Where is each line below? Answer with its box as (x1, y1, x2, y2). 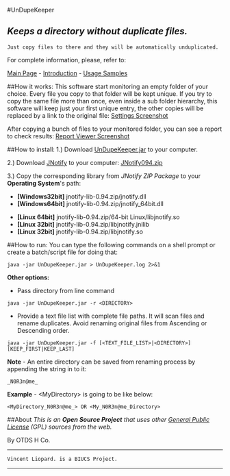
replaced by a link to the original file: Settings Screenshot (7, 111, 168, 119)
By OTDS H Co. (7, 436, 51, 444)
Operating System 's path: (7, 179, 81, 187)
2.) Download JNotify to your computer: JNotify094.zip (7, 158, 163, 166)
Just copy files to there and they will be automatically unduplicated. (7, 44, 219, 51)
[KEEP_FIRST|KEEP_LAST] (7, 345, 75, 352)
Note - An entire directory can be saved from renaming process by (7, 358, 196, 366)
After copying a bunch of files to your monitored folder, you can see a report (7, 125, 222, 133)
